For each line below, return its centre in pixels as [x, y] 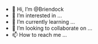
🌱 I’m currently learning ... [43, 22]
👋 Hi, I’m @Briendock [38, 9]
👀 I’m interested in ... [37, 15]
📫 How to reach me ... [39, 35]
